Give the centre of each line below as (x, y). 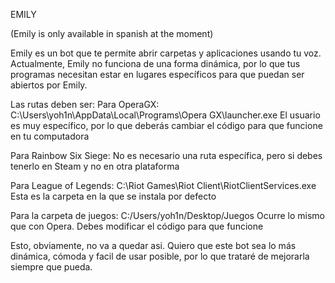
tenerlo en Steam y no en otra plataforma (95, 166)
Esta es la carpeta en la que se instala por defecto (113, 196)
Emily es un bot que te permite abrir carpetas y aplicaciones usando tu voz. (166, 53)
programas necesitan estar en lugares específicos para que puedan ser (157, 74)
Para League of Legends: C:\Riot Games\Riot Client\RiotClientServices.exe (163, 185)
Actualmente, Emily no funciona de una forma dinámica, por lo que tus (155, 63)
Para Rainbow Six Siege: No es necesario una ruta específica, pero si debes (166, 155)
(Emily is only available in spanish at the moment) (112, 33)
